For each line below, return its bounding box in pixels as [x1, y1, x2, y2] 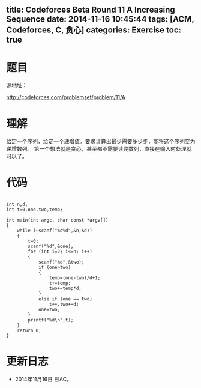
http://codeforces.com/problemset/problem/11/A [6, 94, 126, 101]
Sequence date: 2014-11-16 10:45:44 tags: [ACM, [6, 14, 194, 25]
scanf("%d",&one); [28, 243, 74, 250]
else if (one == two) [38, 296, 93, 302]
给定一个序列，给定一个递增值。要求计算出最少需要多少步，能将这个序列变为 [6, 138, 196, 145]
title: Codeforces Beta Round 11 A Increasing [6, 5, 175, 15]
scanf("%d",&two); [38, 259, 85, 265]
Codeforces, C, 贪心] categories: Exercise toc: [6, 25, 182, 35]
